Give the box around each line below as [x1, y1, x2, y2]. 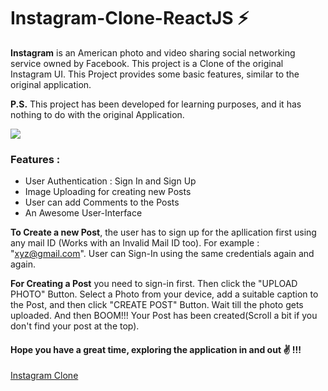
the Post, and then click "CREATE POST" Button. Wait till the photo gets [10, 299, 304, 311]
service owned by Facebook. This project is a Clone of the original [10, 57, 284, 69]
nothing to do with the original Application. [10, 108, 185, 120]
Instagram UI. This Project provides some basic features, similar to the [10, 68, 300, 80]
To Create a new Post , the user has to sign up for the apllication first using [10, 226, 317, 239]
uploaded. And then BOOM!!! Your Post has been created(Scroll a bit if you [10, 310, 318, 322]
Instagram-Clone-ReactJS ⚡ [10, 7, 250, 30]
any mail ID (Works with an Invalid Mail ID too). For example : [10, 237, 260, 249]
